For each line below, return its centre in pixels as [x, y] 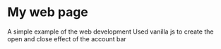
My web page [48, 12]
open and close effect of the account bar [67, 38]
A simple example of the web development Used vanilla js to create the [110, 31]
